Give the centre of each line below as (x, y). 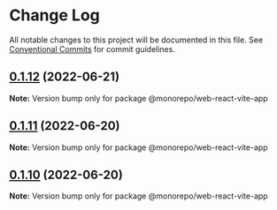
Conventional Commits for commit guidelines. (92, 49)
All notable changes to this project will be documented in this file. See (136, 40)
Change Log (54, 15)
